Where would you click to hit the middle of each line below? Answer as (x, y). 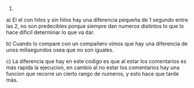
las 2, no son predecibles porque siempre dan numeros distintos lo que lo (95, 26)
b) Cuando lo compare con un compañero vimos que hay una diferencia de (97, 44)
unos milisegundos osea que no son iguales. (60, 50)
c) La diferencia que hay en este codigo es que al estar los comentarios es (96, 61)
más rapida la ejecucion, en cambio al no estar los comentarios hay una (93, 67)
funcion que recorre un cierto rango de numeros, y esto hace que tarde (93, 74)
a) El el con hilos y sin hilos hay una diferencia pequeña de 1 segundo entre (97, 20)
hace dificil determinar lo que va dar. (51, 32)
